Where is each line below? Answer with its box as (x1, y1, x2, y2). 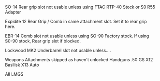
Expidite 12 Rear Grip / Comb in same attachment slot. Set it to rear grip (5, 19, 147, 24)
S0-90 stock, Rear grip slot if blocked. (5, 38, 81, 44)
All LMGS (5, 71, 24, 77)
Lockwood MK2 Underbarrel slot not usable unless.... (5, 48, 111, 53)
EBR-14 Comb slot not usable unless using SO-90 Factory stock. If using (5, 33, 149, 39)
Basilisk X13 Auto (5, 62, 40, 67)
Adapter (5, 9, 21, 15)
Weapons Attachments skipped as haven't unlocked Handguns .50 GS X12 (5, 57, 153, 62)
